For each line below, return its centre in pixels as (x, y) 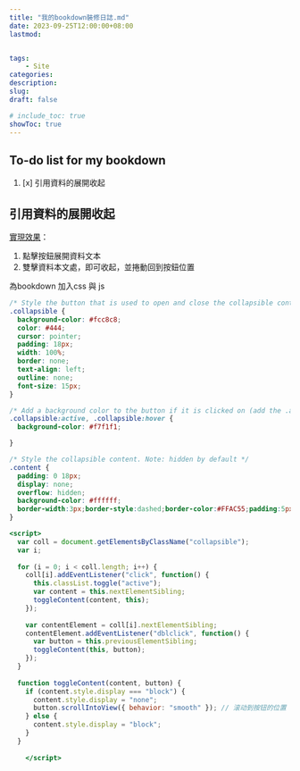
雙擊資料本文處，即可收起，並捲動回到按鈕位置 (108, 267)
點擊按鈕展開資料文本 (61, 256)
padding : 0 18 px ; (50, 476)
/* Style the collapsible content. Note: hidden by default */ (129, 459)
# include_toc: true (48, 116)
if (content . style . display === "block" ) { (105, 691)
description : (33, 83)
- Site (37, 67)
